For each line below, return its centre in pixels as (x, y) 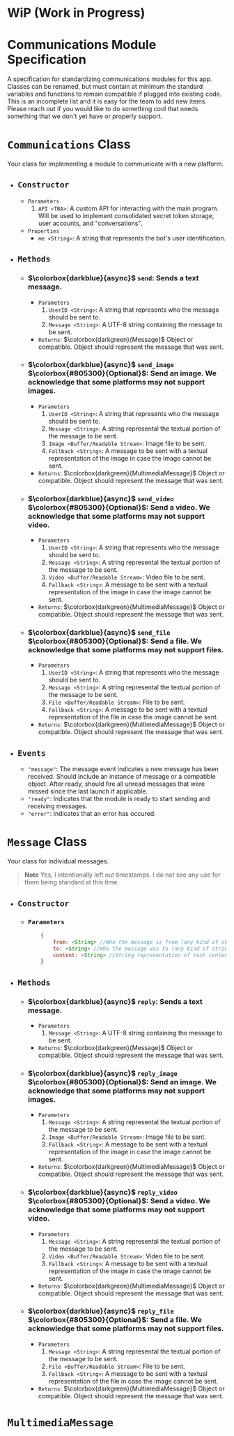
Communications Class (69, 144)
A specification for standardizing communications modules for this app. (110, 79)
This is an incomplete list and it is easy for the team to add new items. (107, 101)
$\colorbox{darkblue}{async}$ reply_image (102, 1073)
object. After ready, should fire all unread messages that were (116, 784)
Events (32, 753)
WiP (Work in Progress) (76, 13)
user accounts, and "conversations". (90, 223)
